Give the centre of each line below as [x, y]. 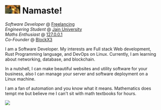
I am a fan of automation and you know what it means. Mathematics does [78, 88]
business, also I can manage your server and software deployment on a [76, 74]
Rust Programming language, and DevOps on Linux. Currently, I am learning [81, 54]
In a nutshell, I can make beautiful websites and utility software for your [76, 68]
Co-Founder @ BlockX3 [29, 39]
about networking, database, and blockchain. [50, 59]
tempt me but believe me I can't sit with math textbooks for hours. [71, 93]
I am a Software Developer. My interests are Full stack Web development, [78, 49]
